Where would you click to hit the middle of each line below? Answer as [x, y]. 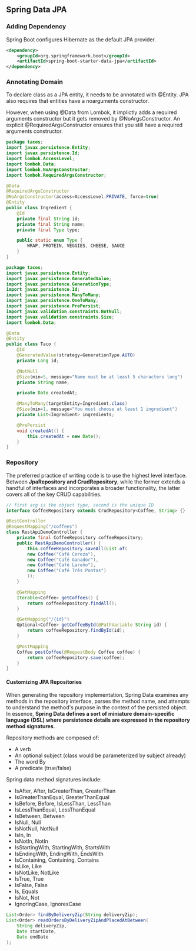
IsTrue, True [29, 879]
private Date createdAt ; [47, 393]
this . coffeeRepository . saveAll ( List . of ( [77, 548]
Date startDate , [37, 931]
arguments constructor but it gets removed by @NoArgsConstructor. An [93, 119]
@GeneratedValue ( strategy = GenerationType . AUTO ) [76, 355]
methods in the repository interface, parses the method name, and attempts [98, 701]
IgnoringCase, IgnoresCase [48, 904]
